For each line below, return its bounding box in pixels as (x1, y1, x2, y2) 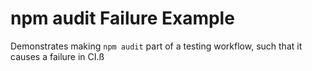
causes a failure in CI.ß (10, 50, 105, 62)
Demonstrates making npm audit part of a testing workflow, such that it (10, 40, 303, 52)
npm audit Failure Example (10, 7, 235, 30)
